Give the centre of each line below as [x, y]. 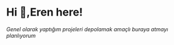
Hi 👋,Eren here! [45, 12]
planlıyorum [21, 35]
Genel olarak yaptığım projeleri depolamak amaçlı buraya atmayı [87, 29]
